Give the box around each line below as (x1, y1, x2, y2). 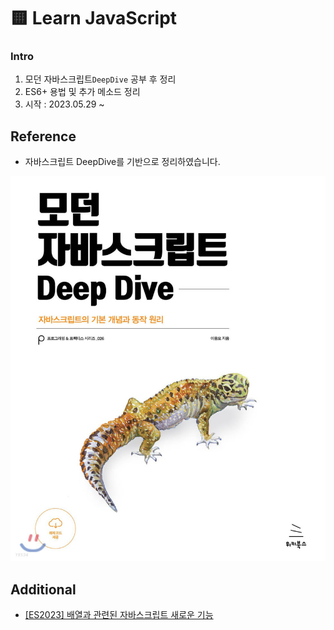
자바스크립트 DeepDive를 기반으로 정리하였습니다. (24, 156, 221, 168)
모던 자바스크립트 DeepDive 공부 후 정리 (24, 73, 177, 85)
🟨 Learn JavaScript (10, 7, 178, 30)
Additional (10, 581, 77, 598)
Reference (10, 128, 77, 145)
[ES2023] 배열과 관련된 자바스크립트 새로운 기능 (24, 608, 214, 620)
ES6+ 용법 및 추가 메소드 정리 (24, 86, 141, 98)
